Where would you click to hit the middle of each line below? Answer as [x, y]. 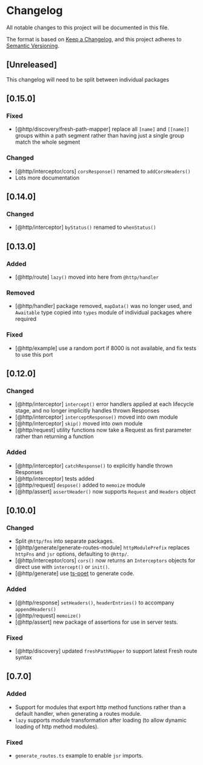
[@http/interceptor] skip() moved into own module [79, 424]
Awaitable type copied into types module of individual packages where [103, 313]
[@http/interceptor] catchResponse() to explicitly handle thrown [94, 466]
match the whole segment [48, 142]
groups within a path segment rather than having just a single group [100, 136]
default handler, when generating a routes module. [78, 713]
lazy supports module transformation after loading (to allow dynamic [101, 720]
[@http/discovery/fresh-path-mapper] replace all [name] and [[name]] [102, 129]
